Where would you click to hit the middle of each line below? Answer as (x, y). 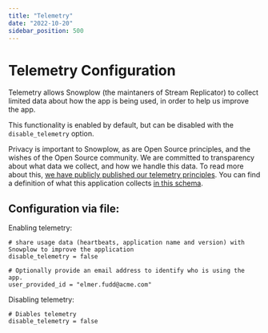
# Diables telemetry (43, 315)
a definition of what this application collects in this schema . (106, 183)
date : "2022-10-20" (41, 23)
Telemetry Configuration (92, 70)
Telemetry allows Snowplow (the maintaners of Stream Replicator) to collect (133, 92)
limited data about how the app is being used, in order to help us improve (129, 101)
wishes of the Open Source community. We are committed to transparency (131, 158)
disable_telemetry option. (51, 134)
